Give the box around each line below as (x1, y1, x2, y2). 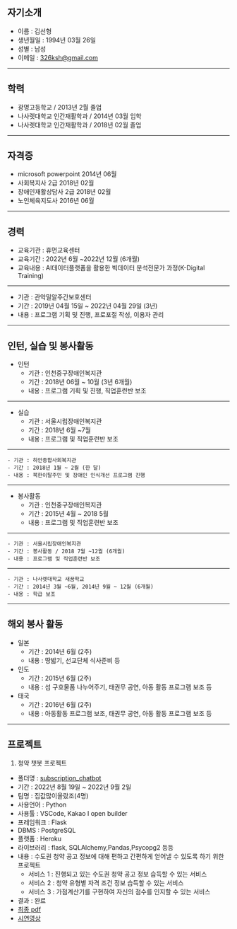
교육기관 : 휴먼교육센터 (17, 246, 80, 255)
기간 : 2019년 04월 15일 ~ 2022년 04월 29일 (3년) (17, 301, 158, 310)
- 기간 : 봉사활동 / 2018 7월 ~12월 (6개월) (7, 548, 126, 555)
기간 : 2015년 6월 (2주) (28, 674, 92, 682)
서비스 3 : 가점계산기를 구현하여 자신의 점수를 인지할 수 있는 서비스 (28, 887, 211, 896)
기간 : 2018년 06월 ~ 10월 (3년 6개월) (28, 378, 133, 386)
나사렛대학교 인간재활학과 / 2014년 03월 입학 (17, 112, 142, 120)
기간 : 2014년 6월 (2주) (28, 647, 92, 656)
